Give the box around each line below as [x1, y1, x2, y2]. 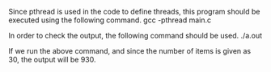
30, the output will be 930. [8, 55, 96, 64]
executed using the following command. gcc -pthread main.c [8, 15, 212, 25]
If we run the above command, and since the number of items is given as [8, 46, 252, 55]
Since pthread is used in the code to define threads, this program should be [8, 7, 260, 16]
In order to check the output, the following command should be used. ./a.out [8, 31, 263, 40]
